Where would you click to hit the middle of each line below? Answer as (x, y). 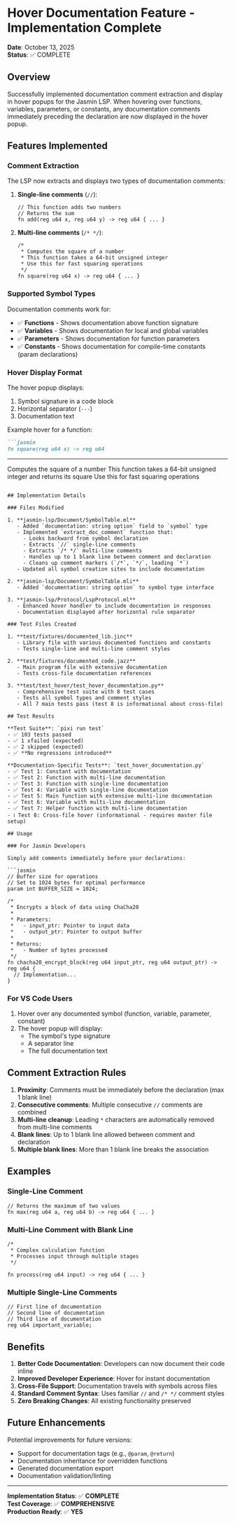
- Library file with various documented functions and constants (114, 643)
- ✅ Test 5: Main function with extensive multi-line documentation (110, 796)
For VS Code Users (40, 998)
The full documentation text (67, 1051)
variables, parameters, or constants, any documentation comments (104, 109)
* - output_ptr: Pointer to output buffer (76, 931)
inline (25, 1371)
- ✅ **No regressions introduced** (60, 753)
